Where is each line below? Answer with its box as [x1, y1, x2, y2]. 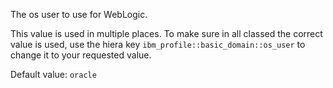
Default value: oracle [10, 69, 97, 80]
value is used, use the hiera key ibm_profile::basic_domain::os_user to [10, 39, 306, 50]
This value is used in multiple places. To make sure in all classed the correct [10, 28, 323, 39]
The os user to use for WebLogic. [10, 9, 148, 20]
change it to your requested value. [10, 49, 152, 61]
